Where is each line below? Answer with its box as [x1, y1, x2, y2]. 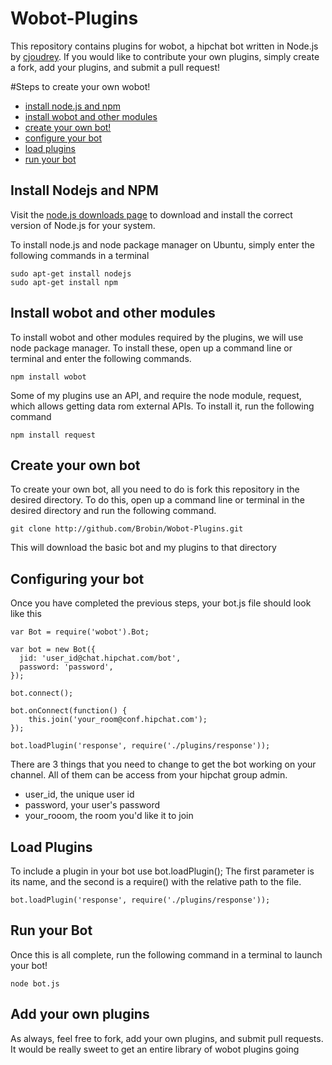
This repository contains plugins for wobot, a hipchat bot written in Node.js [10, 40, 319, 52]
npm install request [10, 430, 97, 440]
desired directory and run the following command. [10, 505, 217, 517]
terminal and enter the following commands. [10, 352, 192, 364]
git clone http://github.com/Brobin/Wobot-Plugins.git [10, 524, 244, 534]
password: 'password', [19, 662, 114, 672]
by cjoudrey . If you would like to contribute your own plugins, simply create [10, 50, 320, 62]
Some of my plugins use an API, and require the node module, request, [10, 389, 302, 401]
